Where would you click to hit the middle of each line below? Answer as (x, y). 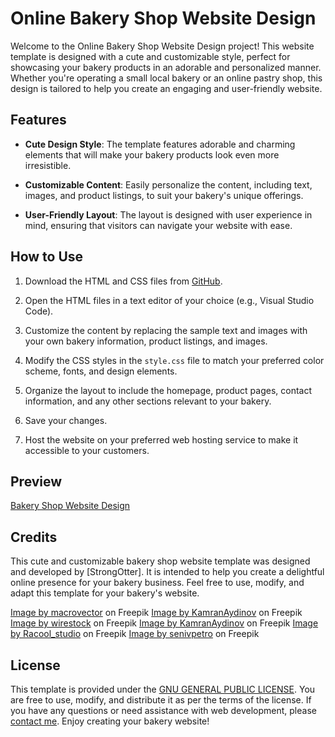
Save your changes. (66, 420)
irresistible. (48, 165)
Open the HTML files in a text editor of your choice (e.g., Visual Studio (169, 300)
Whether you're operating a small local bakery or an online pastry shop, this (166, 78)
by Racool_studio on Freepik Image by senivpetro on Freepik (135, 634)
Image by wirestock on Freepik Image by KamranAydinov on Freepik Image (164, 623)
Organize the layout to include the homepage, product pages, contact (168, 390)
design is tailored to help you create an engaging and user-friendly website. (166, 88)
